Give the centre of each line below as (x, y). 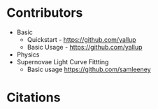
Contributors (45, 13)
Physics (28, 54)
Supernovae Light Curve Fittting (63, 61)
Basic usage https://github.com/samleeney (89, 69)
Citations (34, 97)
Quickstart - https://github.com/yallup (82, 39)
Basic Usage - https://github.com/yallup (85, 47)
